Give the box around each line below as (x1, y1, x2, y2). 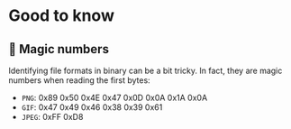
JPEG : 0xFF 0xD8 (21, 112, 84, 122)
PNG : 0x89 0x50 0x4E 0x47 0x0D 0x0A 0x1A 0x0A (21, 92, 208, 103)
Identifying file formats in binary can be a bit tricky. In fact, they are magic (8, 65, 283, 76)
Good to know (8, 5, 114, 26)
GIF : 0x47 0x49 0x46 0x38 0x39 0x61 (21, 102, 163, 113)
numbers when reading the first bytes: (8, 75, 150, 86)
